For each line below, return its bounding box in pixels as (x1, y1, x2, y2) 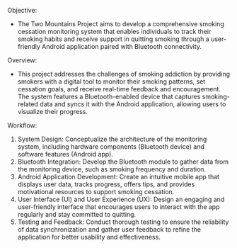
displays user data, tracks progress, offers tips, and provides (17, 180, 195, 188)
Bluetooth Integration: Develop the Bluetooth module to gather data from (17, 157, 229, 166)
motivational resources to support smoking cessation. (17, 188, 175, 196)
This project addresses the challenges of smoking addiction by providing (17, 70, 231, 78)
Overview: (7, 56, 37, 64)
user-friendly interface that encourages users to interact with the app (17, 203, 220, 211)
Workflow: (7, 121, 37, 130)
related (17, 100, 39, 108)
